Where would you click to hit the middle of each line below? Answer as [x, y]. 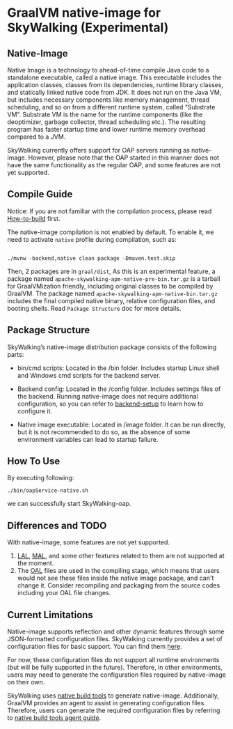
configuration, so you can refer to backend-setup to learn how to [110, 404]
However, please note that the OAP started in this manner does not [124, 158]
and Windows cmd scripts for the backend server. [89, 375]
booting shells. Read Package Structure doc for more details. [94, 308]
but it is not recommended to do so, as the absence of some [104, 432]
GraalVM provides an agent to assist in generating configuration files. [107, 703]
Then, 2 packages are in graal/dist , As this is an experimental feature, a [111, 271]
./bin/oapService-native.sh [48, 491]
